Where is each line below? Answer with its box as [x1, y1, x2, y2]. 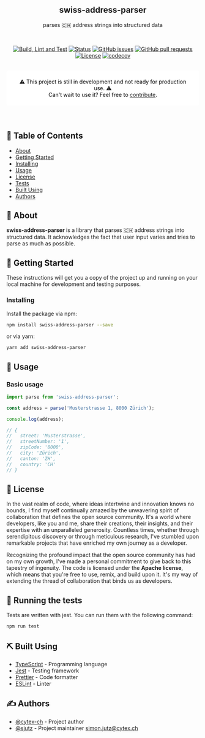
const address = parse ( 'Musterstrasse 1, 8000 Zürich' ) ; [6, 405, 155, 411]
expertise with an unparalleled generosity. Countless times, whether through [6, 526, 199, 534]
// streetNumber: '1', [6, 439, 70, 445]
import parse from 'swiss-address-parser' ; [6, 394, 119, 400]
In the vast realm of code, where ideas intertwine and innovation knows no [6, 500, 195, 508]
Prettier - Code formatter [15, 673, 78, 680]
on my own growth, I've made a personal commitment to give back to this [6, 558, 192, 565]
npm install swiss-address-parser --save [6, 321, 114, 328]
